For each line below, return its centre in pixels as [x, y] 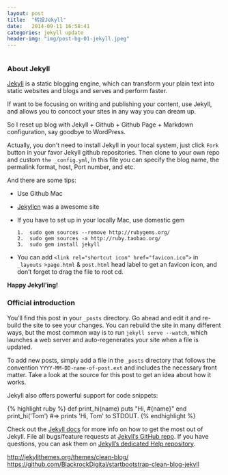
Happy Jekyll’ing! [32, 285]
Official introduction [41, 303]
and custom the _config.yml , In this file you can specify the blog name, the [113, 160]
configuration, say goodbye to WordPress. [67, 132]
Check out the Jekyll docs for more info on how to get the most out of [105, 429]
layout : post [26, 13]
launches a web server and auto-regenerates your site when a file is [103, 339]
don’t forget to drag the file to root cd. [70, 272]
